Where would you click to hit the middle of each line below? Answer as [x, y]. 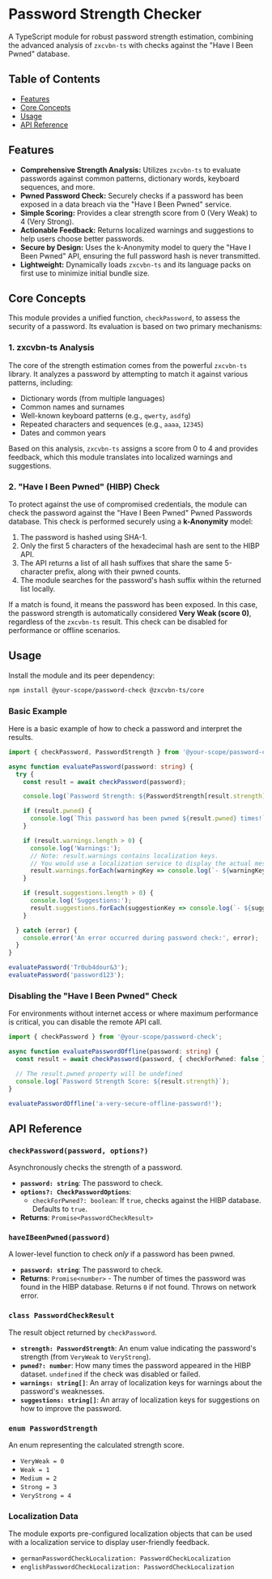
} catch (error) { [47, 930]
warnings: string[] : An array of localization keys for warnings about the [141, 1382]
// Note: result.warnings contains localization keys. [124, 856]
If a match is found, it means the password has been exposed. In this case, [133, 604]
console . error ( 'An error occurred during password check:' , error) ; [141, 938]
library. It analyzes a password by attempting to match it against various [128, 374]
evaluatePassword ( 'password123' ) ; [67, 975]
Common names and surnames [72, 407]
